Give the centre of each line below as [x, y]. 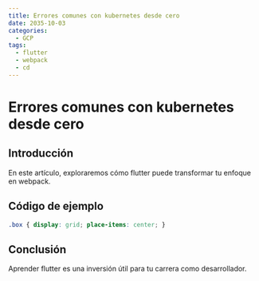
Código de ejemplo [56, 206]
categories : [28, 30]
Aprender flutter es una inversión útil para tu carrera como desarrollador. [128, 269]
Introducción [41, 154]
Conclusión [37, 249]
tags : [17, 46]
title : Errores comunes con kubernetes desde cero [94, 16]
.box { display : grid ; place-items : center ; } [87, 224]
